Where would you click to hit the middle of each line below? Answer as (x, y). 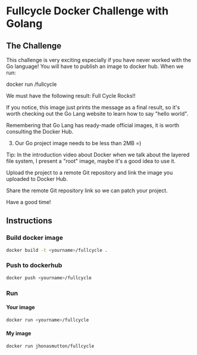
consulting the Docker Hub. (40, 132)
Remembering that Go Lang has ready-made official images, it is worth (93, 125)
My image (19, 334)
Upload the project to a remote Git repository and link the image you (90, 172)
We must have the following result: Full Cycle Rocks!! (71, 96)
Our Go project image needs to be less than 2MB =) (78, 143)
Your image (21, 307)
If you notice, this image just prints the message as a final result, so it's (93, 107)
